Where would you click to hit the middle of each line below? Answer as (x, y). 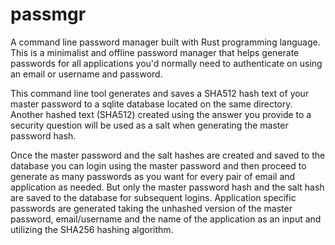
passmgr (48, 14)
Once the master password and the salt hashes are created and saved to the (168, 155)
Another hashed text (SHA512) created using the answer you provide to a (161, 114)
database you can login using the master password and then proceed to (158, 165)
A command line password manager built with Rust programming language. (165, 42)
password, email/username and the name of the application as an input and (166, 219)
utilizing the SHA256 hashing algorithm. (92, 229)
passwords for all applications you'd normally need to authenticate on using (166, 63)
